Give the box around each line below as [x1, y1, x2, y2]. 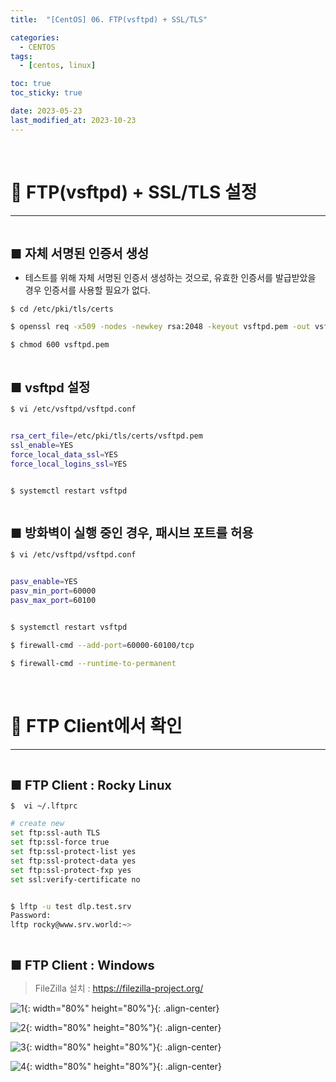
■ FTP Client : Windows [10, 957, 155, 974]
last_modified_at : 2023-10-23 [10, 115, 137, 125]
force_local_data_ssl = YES [10, 449, 118, 460]
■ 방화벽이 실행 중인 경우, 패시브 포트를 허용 [10, 526, 254, 542]
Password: [10, 911, 52, 921]
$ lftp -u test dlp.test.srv [10, 901, 132, 911]
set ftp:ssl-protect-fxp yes [10, 865, 132, 875]
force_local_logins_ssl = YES [10, 459, 128, 469]
